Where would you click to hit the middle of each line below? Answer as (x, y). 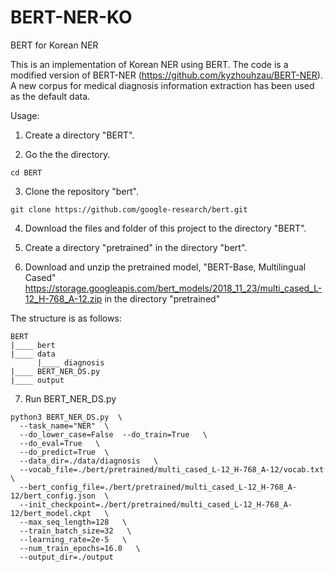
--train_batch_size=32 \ (75, 531)
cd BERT (26, 172)
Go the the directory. (67, 154)
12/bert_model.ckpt (51, 513)
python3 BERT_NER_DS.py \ (66, 417)
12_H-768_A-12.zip (63, 298)
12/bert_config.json (53, 496)
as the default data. (50, 96)
